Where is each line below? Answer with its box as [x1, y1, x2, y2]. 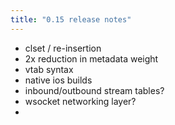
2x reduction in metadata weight [24, 52, 159, 65]
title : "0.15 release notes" [10, 14, 132, 25]
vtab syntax [24, 63, 74, 75]
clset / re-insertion [24, 42, 102, 54]
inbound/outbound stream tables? [24, 84, 165, 96]
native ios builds [24, 74, 93, 86]
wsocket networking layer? [24, 95, 137, 107]
